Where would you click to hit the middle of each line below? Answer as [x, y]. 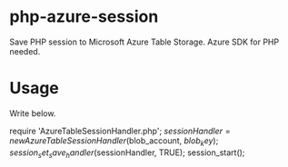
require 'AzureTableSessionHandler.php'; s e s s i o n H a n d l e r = [120, 131]
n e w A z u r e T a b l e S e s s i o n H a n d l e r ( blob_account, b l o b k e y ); [114, 141]
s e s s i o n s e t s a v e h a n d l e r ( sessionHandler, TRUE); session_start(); [127, 153]
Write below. [33, 113]
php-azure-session [84, 17]
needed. [25, 51]
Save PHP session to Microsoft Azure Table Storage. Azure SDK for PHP [144, 42]
